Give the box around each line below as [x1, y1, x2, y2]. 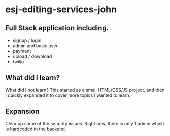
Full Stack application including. [5, 24, 109, 32]
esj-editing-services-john [5, 4, 117, 15]
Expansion [5, 107, 40, 116]
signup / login [12, 37, 42, 43]
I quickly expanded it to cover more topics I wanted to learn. [5, 92, 131, 98]
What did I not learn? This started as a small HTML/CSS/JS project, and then [5, 87, 165, 93]
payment [12, 48, 31, 54]
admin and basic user [12, 43, 58, 49]
